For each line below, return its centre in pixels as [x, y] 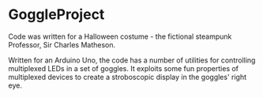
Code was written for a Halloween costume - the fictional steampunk [120, 36]
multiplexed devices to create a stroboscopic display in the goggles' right [128, 77]
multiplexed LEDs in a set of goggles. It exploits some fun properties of [124, 68]
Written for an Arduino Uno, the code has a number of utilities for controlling [132, 60]
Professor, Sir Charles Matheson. [62, 44]
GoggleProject [56, 15]
